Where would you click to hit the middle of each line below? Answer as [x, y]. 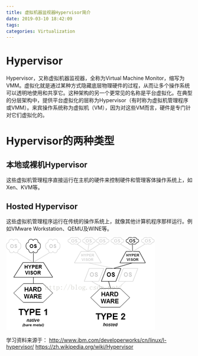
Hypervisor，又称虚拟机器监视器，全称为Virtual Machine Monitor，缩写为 [95, 78]
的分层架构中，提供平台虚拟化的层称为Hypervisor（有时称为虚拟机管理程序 [97, 100]
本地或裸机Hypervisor [47, 164]
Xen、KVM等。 [25, 187]
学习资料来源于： [27, 340]
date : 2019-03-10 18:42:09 [39, 19]
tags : [13, 25]
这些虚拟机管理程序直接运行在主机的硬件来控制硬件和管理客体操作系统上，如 [99, 180]
